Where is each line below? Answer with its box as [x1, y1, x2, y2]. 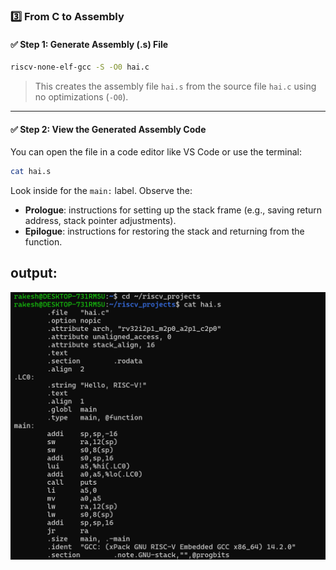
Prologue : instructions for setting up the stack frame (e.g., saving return [24, 204, 323, 216]
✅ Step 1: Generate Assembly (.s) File [10, 38, 169, 50]
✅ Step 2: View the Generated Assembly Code [10, 123, 207, 135]
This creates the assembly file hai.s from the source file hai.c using [34, 80, 317, 92]
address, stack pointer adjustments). [24, 215, 177, 227]
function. [24, 236, 63, 248]
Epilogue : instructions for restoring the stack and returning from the [24, 225, 305, 238]
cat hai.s [10, 167, 52, 177]
